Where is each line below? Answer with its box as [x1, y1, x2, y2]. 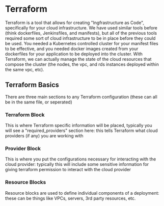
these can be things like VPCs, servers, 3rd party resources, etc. [5, 195, 136, 201]
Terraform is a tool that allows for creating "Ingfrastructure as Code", [5, 20, 144, 26]
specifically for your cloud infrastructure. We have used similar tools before [5, 25, 158, 30]
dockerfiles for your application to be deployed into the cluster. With [5, 51, 143, 57]
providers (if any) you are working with [5, 133, 83, 139]
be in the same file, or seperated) [5, 99, 73, 105]
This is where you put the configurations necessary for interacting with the [5, 156, 156, 162]
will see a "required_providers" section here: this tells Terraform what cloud [5, 128, 158, 133]
